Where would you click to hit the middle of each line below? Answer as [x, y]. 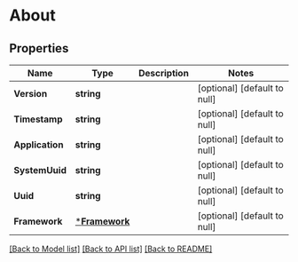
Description [164, 73]
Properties [39, 48]
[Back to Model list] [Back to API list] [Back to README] [111, 249]
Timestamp [39, 119]
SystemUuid [40, 170]
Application [39, 145]
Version [31, 94]
